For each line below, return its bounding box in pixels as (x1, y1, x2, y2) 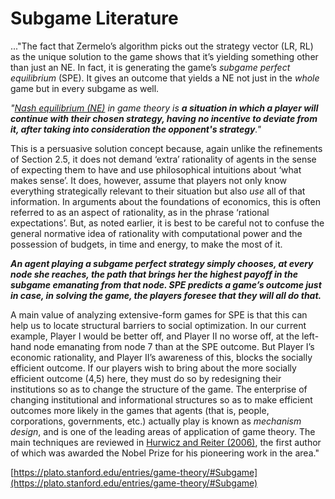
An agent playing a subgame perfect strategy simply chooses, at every (10, 257, 314, 269)
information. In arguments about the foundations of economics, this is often (10, 195, 321, 207)
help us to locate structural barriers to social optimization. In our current (10, 319, 307, 331)
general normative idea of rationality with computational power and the (10, 227, 303, 239)
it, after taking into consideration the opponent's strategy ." (10, 123, 262, 135)
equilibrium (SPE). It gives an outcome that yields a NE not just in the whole (10, 72, 320, 84)
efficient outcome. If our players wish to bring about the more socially (10, 362, 297, 374)
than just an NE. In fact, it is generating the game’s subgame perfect (10, 61, 291, 73)
